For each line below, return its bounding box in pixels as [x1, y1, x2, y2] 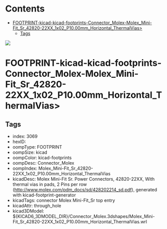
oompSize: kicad [12, 149, 48, 155]
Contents [5, 3, 45, 15]
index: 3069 [12, 133, 38, 139]
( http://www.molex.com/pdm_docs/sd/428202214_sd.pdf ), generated [12, 186, 157, 192]
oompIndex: [12, 165, 38, 171]
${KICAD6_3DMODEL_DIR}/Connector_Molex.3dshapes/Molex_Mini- [12, 213, 155, 219]
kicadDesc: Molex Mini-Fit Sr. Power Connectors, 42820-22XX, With [12, 176, 155, 182]
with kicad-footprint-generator [12, 192, 76, 198]
